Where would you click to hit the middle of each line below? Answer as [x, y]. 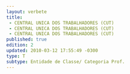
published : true [26, 39]
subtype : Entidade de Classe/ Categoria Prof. [66, 61]
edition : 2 [20, 45]
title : [14, 17]
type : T [16, 56]
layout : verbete [26, 12]
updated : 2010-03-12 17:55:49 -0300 [52, 51]
